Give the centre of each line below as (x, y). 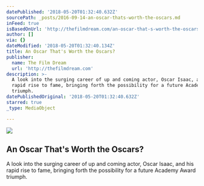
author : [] (20, 35)
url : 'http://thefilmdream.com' (53, 68)
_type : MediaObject (31, 108)
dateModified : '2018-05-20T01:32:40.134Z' (61, 46)
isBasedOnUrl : (24, 29)
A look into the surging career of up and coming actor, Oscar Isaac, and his (100, 164)
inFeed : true (23, 23)
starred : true (24, 102)
